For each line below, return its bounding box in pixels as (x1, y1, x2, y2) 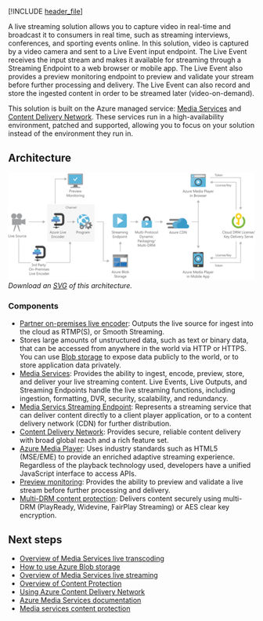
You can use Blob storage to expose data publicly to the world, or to (19, 352, 239, 361)
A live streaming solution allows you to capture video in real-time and (8, 22, 231, 31)
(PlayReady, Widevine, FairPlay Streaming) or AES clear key (37, 502, 229, 511)
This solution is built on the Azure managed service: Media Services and (8, 104, 242, 113)
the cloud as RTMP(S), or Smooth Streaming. (19, 327, 165, 336)
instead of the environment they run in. (8, 129, 134, 138)
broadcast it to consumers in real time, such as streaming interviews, (8, 31, 231, 39)
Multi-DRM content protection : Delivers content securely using (19, 494, 222, 503)
